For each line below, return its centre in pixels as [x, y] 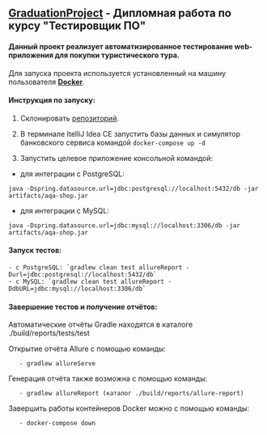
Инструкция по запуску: [52, 100]
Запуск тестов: [35, 251]
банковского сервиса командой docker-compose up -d [113, 142]
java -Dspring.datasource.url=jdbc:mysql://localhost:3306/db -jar [125, 226]
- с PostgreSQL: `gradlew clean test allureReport [95, 268]
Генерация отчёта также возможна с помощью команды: [108, 378]
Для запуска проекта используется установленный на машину [117, 73]
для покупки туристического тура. [117, 55]
